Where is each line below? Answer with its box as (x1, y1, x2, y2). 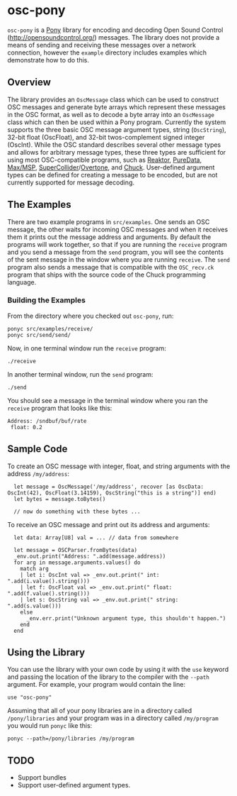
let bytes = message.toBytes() (13, 495, 106, 502)
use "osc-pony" (7, 694, 52, 701)
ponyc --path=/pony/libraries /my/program (7, 735, 134, 743)
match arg (20, 565, 50, 573)
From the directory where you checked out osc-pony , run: (7, 311, 174, 320)
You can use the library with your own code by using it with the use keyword (7, 665, 229, 674)
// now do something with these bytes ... (13, 508, 141, 515)
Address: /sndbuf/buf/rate (7, 417, 87, 424)
